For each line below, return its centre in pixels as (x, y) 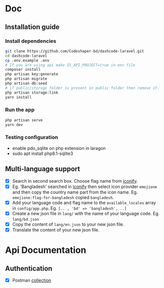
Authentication (29, 268)
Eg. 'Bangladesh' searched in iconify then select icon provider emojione (85, 187)
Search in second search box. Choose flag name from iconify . (75, 181)
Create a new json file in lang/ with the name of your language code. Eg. (86, 213)
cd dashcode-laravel (26, 56)
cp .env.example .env (27, 60)
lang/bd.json (26, 219)
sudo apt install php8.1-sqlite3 (43, 153)
